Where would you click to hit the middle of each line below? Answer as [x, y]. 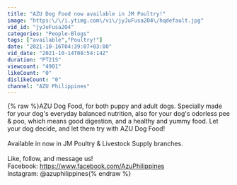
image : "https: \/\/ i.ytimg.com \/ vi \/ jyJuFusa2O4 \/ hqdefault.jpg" [105, 20]
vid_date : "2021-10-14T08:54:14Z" [58, 54]
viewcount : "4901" [34, 66]
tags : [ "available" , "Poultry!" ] [55, 40]
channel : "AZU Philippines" [49, 86]
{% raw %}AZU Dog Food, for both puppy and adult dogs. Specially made [115, 106]
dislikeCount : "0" [34, 79]
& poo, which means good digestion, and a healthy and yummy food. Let [113, 121]
